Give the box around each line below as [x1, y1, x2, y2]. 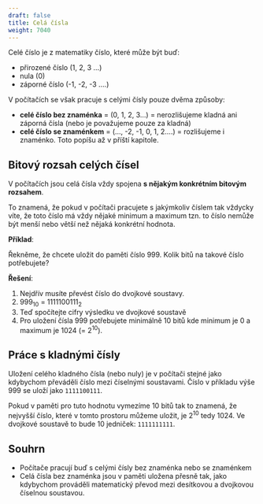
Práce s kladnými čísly [8, 348, 120, 362]
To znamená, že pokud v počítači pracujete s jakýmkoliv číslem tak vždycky [8, 202, 254, 213]
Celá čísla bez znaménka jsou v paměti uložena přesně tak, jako [19, 471, 228, 480]
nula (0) [19, 72, 46, 81]
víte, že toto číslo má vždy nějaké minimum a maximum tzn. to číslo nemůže [8, 211, 254, 220]
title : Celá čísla [8, 19, 69, 27]
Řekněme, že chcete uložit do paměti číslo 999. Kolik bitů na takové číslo [8, 250, 244, 260]
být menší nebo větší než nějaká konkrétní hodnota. [8, 220, 176, 229]
